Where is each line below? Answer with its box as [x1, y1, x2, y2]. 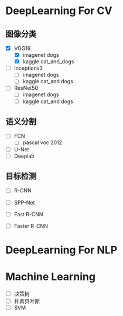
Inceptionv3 [13, 64, 43, 72]
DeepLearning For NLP [5, 243, 118, 256]
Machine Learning [5, 270, 96, 284]
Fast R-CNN [13, 210, 43, 218]
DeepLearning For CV [5, 4, 112, 18]
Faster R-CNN [13, 222, 48, 229]
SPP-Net [13, 199, 35, 206]
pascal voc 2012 [22, 139, 63, 146]
